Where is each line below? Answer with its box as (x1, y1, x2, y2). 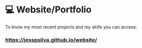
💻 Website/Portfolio (5, 4, 92, 15)
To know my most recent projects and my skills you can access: (5, 23, 137, 30)
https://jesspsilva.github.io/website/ (5, 36, 97, 43)
